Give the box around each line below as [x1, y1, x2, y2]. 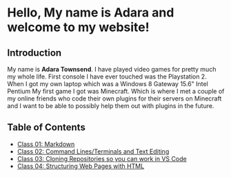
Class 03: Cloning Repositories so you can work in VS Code [17, 154, 188, 163]
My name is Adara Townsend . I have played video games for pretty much [7, 65, 217, 73]
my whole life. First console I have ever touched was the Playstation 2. [7, 72, 207, 81]
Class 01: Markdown [17, 140, 75, 148]
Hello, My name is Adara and [7, 5, 174, 21]
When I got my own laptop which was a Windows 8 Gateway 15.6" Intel [7, 80, 208, 87]
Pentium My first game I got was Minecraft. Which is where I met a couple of [7, 87, 225, 95]
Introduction [7, 47, 62, 59]
